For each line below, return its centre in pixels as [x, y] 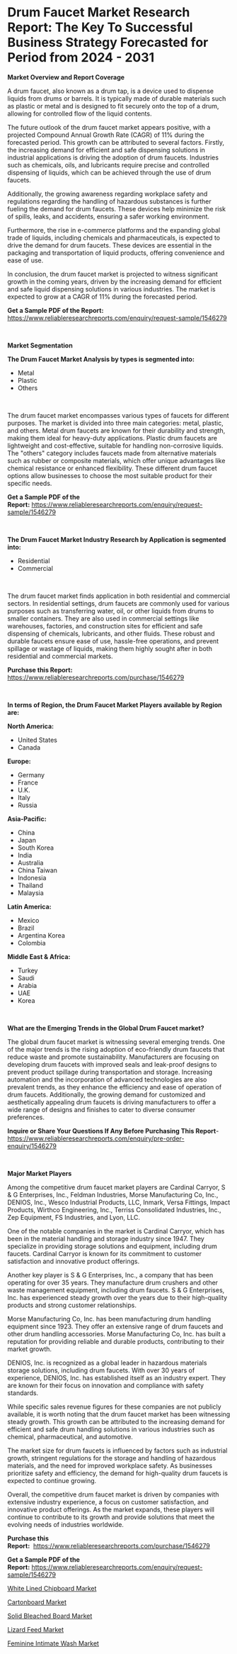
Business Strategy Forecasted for [108, 43]
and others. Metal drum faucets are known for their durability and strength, [116, 431]
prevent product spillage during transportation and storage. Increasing [110, 1072]
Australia [30, 862]
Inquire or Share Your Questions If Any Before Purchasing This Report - [113, 1131]
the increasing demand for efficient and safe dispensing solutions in [106, 150]
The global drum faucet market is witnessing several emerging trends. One [116, 1042]
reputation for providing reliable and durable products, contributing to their [116, 1341]
